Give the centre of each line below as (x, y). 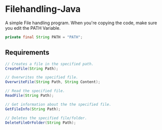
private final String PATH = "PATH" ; (44, 37)
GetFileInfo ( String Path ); (33, 109)
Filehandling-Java (43, 9)
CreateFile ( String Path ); (32, 68)
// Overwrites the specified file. (42, 78)
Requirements (27, 53)
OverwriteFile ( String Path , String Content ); (53, 82)
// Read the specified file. (35, 91)
